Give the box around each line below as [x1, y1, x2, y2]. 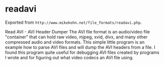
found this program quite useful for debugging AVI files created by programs [5, 49, 160, 55]
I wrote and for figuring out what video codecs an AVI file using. [5, 54, 134, 60]
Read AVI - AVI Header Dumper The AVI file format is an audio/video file [5, 29, 150, 34]
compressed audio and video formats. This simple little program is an [5, 39, 145, 45]
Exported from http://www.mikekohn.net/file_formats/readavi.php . [5, 19, 142, 25]
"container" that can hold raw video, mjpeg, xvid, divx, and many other [5, 34, 148, 40]
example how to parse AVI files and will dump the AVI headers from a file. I [5, 44, 156, 50]
